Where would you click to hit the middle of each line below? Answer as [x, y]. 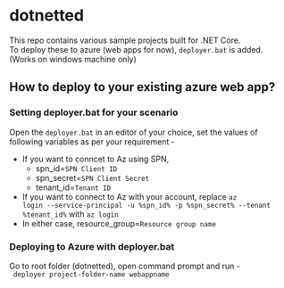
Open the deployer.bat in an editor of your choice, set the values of [134, 132]
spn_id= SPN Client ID [76, 168]
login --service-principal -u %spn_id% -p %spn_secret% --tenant [146, 205]
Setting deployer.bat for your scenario [94, 112]
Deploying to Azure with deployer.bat [92, 246]
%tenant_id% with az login [70, 214]
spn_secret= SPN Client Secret [92, 177]
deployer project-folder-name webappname [91, 274]
